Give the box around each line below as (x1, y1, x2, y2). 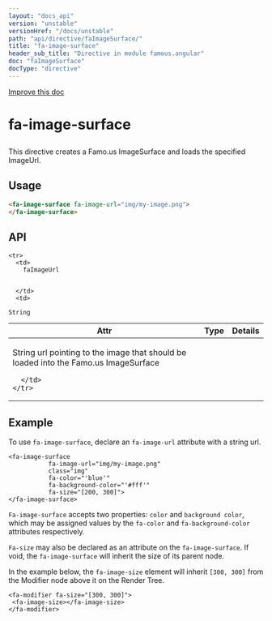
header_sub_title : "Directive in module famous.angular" (8, 49, 205, 58)
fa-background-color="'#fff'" (48, 482, 151, 490)
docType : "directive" (8, 65, 82, 73)
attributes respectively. (8, 527, 85, 537)
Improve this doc (8, 87, 65, 96)
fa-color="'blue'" (48, 474, 111, 482)
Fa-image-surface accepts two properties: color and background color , (8, 510, 244, 520)
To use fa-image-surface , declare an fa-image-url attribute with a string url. (8, 437, 261, 447)
